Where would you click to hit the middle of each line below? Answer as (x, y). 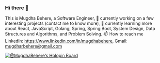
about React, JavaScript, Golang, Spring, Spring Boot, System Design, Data (80, 29)
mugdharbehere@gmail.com (33, 46)
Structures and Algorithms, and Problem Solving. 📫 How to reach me (74, 34)
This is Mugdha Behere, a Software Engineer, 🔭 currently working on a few (80, 18)
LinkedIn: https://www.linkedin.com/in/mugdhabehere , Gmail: (66, 41)
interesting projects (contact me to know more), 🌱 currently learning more (79, 23)
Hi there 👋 (17, 8)
